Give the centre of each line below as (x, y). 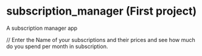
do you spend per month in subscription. (57, 46)
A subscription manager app (42, 28)
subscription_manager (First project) (101, 11)
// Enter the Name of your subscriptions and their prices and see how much (101, 40)
